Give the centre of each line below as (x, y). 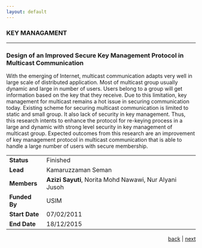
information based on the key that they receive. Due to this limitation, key (97, 95)
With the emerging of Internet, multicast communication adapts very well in (99, 76)
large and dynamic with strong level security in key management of (89, 127)
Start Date (24, 214)
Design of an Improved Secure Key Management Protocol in (95, 55)
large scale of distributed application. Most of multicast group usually (92, 82)
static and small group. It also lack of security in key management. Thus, (96, 114)
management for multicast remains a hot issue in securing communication (98, 101)
